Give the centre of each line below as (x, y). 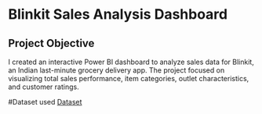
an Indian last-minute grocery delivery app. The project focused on (116, 70)
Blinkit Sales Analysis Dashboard (118, 14)
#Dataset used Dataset (45, 102)
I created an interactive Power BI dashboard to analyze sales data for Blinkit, (131, 62)
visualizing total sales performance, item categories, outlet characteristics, (129, 78)
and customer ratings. (44, 87)
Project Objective (51, 43)
